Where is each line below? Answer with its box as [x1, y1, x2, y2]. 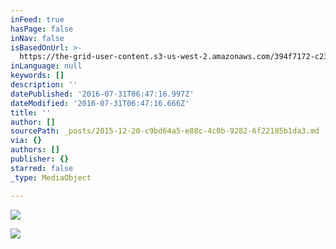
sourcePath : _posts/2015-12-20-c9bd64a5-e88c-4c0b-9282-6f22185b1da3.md [10, 126, 320, 136]
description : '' [10, 80, 78, 90]
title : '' [10, 107, 52, 118]
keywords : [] [10, 71, 65, 81]
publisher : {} [10, 154, 70, 164]
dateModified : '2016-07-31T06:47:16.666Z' [10, 98, 190, 108]
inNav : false [10, 33, 65, 43]
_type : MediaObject [10, 172, 92, 183]
